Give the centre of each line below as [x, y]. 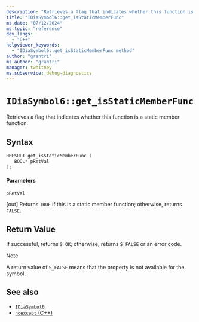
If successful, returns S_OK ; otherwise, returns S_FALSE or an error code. [94, 244]
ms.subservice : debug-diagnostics [49, 73]
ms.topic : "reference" [34, 28]
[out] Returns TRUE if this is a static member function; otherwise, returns [94, 204]
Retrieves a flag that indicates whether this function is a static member [93, 117]
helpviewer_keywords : [33, 45]
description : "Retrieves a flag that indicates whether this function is [100, 12]
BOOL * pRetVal [32, 161]
